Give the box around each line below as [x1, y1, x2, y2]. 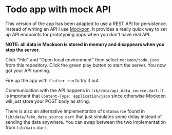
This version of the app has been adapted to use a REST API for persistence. [5, 20, 167, 27]
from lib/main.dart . [5, 124, 48, 130]
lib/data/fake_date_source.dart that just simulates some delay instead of [5, 114, 162, 120]
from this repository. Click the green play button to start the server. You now [5, 62, 166, 68]
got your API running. [5, 67, 50, 74]
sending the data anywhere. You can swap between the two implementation [5, 119, 166, 125]
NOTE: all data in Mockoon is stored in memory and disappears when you [5, 41, 165, 47]
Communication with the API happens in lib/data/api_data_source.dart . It [5, 87, 163, 93]
